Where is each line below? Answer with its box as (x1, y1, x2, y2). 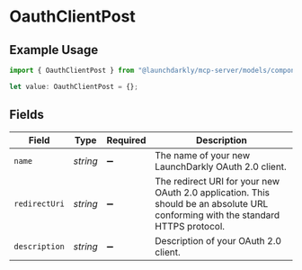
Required (106, 133, 147, 146)
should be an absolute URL (155, 197, 269, 210)
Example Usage (9, 42, 99, 58)
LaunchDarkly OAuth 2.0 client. (155, 160, 288, 173)
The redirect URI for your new (155, 175, 280, 187)
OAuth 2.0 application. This (155, 186, 271, 199)
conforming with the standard (155, 209, 280, 221)
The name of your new (155, 148, 250, 161)
